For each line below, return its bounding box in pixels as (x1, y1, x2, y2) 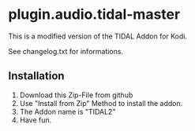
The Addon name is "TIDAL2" (19, 107, 116, 116)
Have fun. (19, 115, 52, 125)
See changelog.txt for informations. (8, 46, 124, 56)
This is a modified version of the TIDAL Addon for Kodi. (8, 31, 188, 41)
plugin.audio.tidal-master (8, 5, 181, 24)
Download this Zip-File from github (19, 90, 133, 100)
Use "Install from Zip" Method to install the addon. (19, 98, 183, 107)
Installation (8, 69, 65, 83)
